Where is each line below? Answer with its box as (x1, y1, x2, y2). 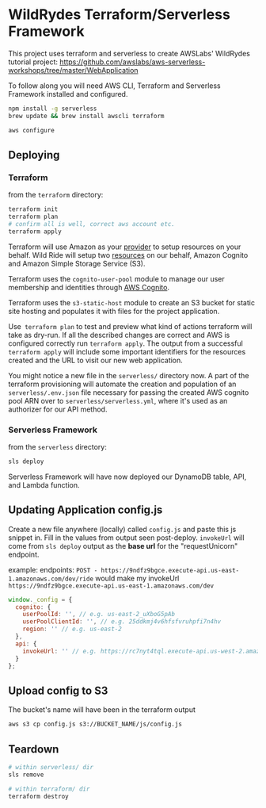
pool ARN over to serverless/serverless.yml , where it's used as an (8, 396, 228, 405)
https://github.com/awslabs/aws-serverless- (59, 57, 206, 67)
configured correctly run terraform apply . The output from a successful (8, 339, 243, 348)
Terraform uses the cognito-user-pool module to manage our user (8, 274, 226, 283)
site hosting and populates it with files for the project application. (8, 306, 220, 316)
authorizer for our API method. (8, 404, 108, 414)
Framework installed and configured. (8, 89, 128, 98)
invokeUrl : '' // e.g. (22, 647, 97, 655)
